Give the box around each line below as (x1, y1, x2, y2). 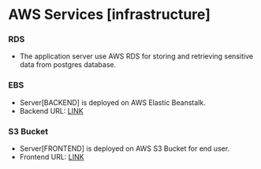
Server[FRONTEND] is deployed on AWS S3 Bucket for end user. (19, 144, 230, 153)
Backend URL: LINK (19, 106, 84, 115)
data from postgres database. (19, 60, 117, 69)
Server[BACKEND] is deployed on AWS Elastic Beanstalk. (19, 97, 207, 107)
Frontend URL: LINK (19, 152, 84, 162)
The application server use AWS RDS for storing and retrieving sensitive (19, 51, 254, 61)
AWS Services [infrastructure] (8, 6, 211, 24)
